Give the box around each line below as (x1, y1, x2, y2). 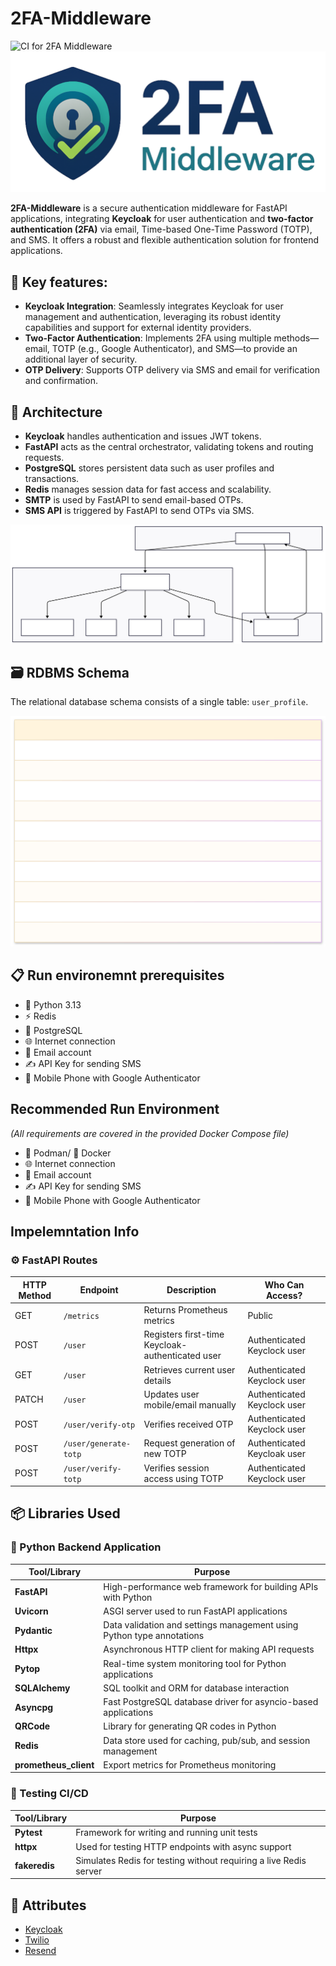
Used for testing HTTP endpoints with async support (75, 1840, 292, 1852)
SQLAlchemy (14, 1682, 71, 1694)
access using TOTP (143, 1472, 224, 1484)
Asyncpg (14, 1701, 54, 1713)
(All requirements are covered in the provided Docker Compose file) (10, 1127, 290, 1139)
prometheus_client (14, 1758, 95, 1771)
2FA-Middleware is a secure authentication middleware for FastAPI (10, 202, 288, 214)
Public (247, 1309, 273, 1321)
